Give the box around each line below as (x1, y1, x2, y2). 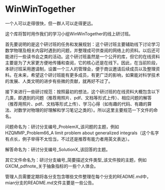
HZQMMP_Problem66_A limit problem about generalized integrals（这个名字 (5, 129, 159, 136)
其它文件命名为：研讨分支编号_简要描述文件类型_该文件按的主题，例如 (5, 157, 147, 163)
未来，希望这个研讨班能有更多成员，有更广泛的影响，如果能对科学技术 (18, 72, 160, 78)
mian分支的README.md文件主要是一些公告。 (5, 180, 97, 186)
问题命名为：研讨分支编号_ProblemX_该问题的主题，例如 (5, 124, 119, 129)
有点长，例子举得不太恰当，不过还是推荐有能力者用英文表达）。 (5, 136, 132, 142)
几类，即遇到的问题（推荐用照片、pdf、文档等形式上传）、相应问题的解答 (5, 95, 152, 100)
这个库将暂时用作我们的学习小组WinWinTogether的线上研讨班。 (5, 31, 134, 36)
